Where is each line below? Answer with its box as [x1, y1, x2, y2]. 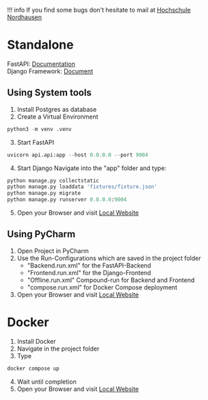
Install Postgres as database [16, 105, 97, 113]
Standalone [7, 37, 74, 53]
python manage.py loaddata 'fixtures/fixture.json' [7, 183, 157, 191]
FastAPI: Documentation [7, 60, 75, 68]
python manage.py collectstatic [7, 177, 99, 184]
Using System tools [7, 87, 92, 99]
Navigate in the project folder [16, 344, 100, 353]
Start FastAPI [16, 138, 55, 146]
